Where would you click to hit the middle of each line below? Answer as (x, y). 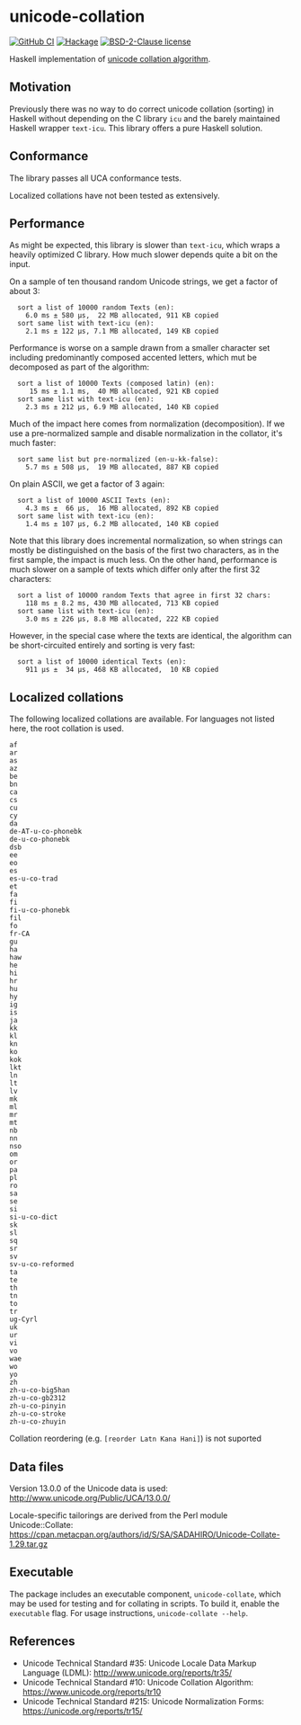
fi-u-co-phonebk (40, 910)
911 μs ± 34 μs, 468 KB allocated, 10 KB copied (122, 670)
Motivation (40, 87)
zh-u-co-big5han (40, 1390)
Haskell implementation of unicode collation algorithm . (110, 58)
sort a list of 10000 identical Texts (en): (102, 662)
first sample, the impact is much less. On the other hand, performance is (143, 560)
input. (20, 264)
